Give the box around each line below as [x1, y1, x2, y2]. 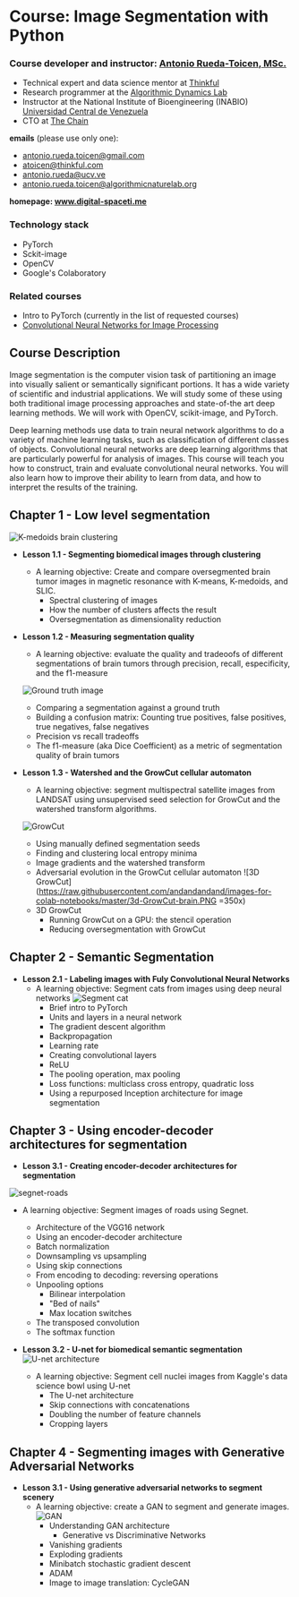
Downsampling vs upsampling [35, 1251, 148, 1261]
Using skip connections [35, 1260, 123, 1271]
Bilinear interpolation [48, 1289, 125, 1300]
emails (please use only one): [9, 132, 119, 144]
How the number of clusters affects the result [48, 604, 218, 615]
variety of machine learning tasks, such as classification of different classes [9, 434, 289, 445]
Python [9, 25, 64, 46]
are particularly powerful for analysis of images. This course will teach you [9, 453, 285, 464]
